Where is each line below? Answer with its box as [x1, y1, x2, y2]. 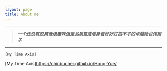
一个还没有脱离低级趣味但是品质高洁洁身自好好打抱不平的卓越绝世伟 [17, 31, 157, 37]
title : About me [5, 12, 39, 17]
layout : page [5, 7, 32, 12]
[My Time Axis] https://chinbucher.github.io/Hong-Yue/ [5, 60, 117, 66]
